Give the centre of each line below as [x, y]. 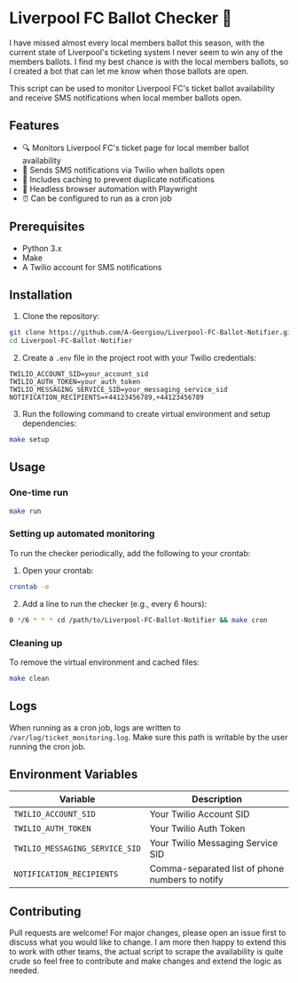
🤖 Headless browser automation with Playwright [110, 188]
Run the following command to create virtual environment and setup [146, 414]
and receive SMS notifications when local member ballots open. [125, 98]
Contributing [45, 911]
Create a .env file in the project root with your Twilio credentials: [139, 358]
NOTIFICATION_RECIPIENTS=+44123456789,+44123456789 [106, 398]
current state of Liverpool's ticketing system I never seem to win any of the [146, 52]
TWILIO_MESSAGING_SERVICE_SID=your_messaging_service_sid [118, 390]
